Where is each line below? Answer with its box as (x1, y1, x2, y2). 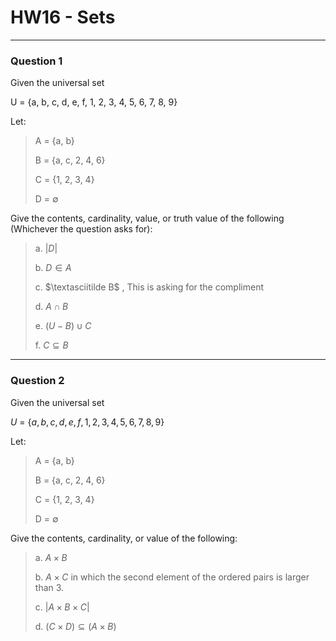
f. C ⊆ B (34, 339, 69, 351)
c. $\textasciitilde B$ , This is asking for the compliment (34, 281, 264, 293)
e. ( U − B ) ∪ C (34, 320, 92, 332)
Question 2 (10, 374, 65, 388)
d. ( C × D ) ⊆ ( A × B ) (34, 620, 117, 632)
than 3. (34, 581, 65, 593)
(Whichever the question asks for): (10, 223, 153, 235)
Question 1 (10, 54, 63, 68)
